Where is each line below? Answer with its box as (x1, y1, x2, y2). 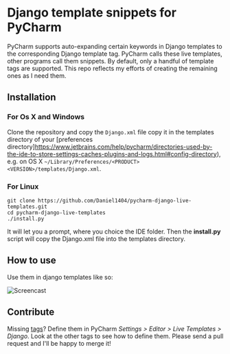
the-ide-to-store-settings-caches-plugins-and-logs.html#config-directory (7, 149, 218, 158)
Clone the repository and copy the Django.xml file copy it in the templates (7, 127, 214, 136)
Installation (7, 92, 56, 103)
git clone (7, 197, 36, 204)
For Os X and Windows (7, 112, 84, 122)
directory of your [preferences (7, 135, 93, 143)
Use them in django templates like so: (7, 273, 113, 281)
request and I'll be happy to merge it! (7, 339, 111, 347)
